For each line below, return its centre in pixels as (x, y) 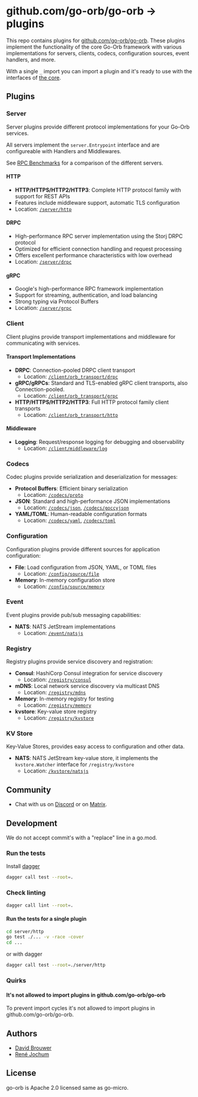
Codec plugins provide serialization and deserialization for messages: (92, 477)
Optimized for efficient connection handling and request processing (98, 249)
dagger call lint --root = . (40, 905)
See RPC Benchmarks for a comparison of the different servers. (85, 163)
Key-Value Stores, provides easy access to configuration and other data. (95, 747)
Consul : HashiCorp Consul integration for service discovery (89, 673)
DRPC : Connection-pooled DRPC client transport (75, 370)
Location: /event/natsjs (54, 633)
